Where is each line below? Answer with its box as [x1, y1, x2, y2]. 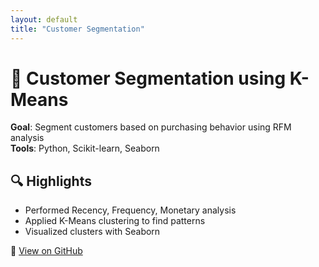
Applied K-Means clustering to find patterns [24, 215, 206, 227]
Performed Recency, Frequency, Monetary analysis [24, 204, 237, 216]
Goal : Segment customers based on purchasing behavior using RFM [10, 121, 292, 133]
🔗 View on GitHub [10, 245, 83, 257]
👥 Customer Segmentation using [10, 67, 287, 90]
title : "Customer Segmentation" [10, 24, 145, 34]
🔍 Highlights [10, 172, 92, 190]
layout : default [10, 14, 78, 25]
